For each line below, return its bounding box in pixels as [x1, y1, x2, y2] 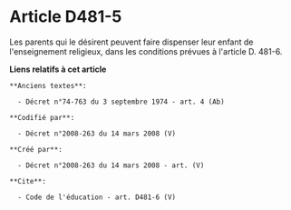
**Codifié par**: [9, 113, 75, 122]
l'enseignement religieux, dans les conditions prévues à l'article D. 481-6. [9, 45, 283, 56]
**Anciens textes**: [9, 81, 88, 90]
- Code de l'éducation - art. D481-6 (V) [17, 193, 177, 202]
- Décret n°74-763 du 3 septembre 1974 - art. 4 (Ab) [17, 97, 225, 106]
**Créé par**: [9, 145, 63, 154]
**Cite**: [9, 176, 47, 185]
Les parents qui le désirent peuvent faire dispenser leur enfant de [9, 36, 254, 47]
